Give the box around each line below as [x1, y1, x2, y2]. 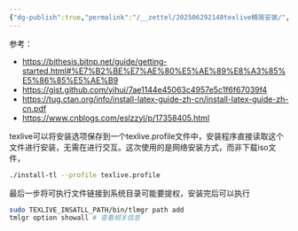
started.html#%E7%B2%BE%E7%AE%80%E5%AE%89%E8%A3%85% [21, 65, 286, 76]
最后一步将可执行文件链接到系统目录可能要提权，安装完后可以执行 [9, 188, 250, 198]
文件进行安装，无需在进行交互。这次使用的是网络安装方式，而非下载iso [9, 142, 269, 152]
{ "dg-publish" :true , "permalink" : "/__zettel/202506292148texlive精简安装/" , [9, 12, 290, 22]
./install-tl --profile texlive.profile [9, 170, 161, 180]
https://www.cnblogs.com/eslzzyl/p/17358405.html [21, 112, 210, 123]
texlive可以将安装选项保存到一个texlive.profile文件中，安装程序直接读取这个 [9, 130, 285, 142]
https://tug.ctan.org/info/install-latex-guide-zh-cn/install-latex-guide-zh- [21, 94, 289, 104]
